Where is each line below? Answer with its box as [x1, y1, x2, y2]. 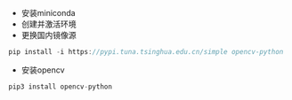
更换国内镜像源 [20, 30, 77, 40]
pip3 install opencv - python [8, 82, 113, 91]
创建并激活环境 [20, 19, 77, 29]
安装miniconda [20, 8, 77, 18]
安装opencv [20, 65, 65, 75]
